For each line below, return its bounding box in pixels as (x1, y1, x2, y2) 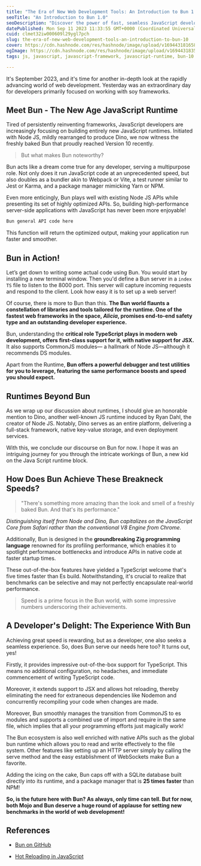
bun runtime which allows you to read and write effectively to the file (6, 740, 175, 747)
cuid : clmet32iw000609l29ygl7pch (6, 31, 90, 37)
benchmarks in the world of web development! (6, 808, 125, 815)
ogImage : (6, 48, 28, 54)
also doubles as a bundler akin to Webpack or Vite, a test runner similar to (6, 176, 188, 183)
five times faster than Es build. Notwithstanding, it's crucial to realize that (6, 572, 187, 580)
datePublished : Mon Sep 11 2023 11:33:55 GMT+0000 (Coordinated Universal (6, 25, 197, 32)
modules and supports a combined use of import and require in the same (6, 716, 187, 723)
